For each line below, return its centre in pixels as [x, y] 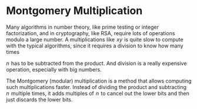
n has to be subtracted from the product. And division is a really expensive [96, 63]
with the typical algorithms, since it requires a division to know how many [95, 46]
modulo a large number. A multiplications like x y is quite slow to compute [95, 39]
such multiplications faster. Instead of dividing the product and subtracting [96, 87]
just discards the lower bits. [39, 99]
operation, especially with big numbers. [54, 69]
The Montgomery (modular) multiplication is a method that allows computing [99, 81]
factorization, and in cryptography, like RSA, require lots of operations [91, 33]
